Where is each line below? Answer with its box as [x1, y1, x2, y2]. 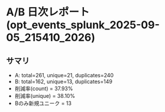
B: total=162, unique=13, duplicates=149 [14, 78, 112, 85]
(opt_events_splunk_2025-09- [6, 18, 160, 32]
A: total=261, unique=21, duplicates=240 [14, 72, 114, 78]
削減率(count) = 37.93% [14, 85, 73, 92]
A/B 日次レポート [6, 5, 90, 19]
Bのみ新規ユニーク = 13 [14, 100, 72, 107]
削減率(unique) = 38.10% [14, 93, 76, 99]
